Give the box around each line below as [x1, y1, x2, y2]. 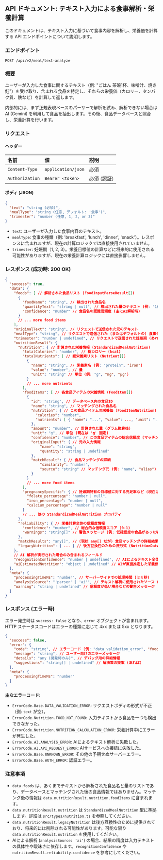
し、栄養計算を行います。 [5, 117, 56, 123]
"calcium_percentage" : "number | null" [26, 503, 108, 508]
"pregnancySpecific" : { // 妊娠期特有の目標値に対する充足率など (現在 [22, 489, 156, 494]
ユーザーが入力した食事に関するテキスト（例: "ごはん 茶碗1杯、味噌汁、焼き [5, 82, 157, 88]
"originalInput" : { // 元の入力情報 [31, 439, 101, 444]
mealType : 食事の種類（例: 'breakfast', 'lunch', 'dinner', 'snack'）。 [12, 235, 142, 240]
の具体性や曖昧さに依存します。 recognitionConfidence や [12, 843, 127, 849]
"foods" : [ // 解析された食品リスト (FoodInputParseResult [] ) [14, 291, 135, 296]
